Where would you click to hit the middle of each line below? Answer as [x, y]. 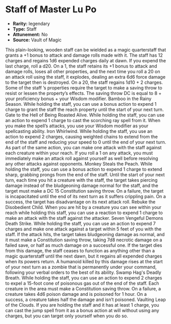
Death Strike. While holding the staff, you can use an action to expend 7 [80, 223]
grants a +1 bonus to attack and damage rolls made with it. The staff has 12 [84, 55]
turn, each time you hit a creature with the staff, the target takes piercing [81, 180]
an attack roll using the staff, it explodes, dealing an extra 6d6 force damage [86, 77]
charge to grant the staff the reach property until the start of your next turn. [84, 109]
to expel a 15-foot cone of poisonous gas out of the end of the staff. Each [82, 283]
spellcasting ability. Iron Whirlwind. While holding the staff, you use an [79, 131]
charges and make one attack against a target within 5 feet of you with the [83, 229]
